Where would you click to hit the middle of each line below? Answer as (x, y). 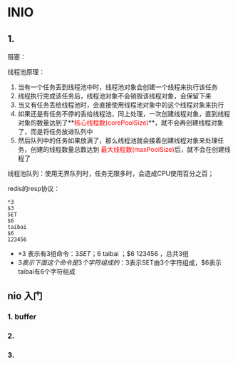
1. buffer (22, 317)
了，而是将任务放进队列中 (55, 132)
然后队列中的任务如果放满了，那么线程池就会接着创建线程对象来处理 (118, 140)
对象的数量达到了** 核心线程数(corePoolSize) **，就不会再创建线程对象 (120, 123)
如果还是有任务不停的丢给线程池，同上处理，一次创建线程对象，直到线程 (124, 114)
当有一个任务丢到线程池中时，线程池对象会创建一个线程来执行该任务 (118, 87)
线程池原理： (26, 72)
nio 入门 (25, 296)
